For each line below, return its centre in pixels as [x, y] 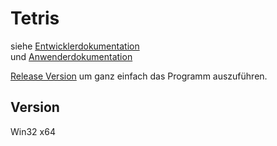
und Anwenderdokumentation [71, 56]
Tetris [35, 18]
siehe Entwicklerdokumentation [75, 46]
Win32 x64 [33, 131]
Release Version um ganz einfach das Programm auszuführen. [139, 76]
